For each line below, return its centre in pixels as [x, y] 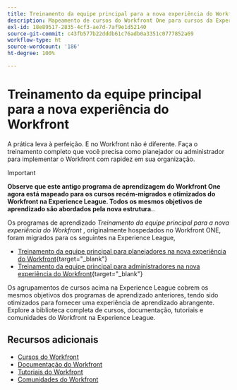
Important [22, 172]
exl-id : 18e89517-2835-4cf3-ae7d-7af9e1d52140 [77, 27]
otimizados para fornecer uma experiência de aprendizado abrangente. [111, 302]
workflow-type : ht [34, 40]
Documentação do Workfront [60, 364]
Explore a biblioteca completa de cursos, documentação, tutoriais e [105, 310]
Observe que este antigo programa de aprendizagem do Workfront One [114, 186]
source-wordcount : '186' [44, 47]
